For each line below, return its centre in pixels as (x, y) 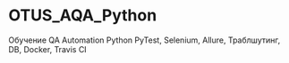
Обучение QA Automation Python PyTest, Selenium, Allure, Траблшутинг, (144, 40)
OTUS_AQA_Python (83, 16)
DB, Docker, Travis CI (47, 49)
